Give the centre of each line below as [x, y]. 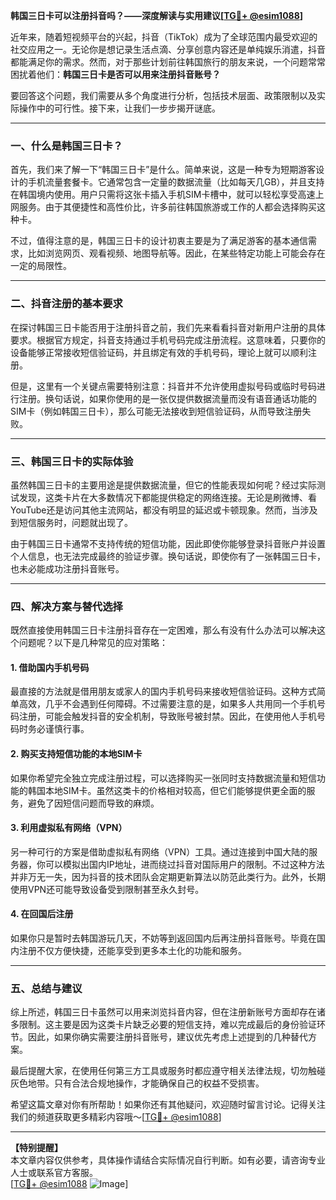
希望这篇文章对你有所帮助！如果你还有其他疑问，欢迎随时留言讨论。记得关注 [168, 1105]
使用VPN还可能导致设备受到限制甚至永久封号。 [107, 889]
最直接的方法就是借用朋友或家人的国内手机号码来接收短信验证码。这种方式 [163, 691]
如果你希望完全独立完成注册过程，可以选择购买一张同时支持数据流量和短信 [163, 778]
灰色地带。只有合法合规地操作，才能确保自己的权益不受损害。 [137, 1083]
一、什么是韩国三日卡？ [66, 146]
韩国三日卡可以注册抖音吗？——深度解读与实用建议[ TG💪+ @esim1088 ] [157, 15]
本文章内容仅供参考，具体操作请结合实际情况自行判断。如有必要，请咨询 [159, 1160]
